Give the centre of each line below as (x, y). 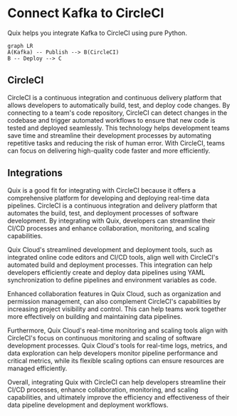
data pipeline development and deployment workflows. (88, 405)
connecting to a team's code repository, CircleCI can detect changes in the (117, 113)
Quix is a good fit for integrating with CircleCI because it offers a (102, 190)
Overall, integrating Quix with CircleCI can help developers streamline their (117, 382)
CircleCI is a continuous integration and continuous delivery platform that (115, 97)
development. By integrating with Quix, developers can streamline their (111, 220)
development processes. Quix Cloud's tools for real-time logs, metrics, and (117, 345)
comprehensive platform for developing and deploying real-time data (109, 198)
